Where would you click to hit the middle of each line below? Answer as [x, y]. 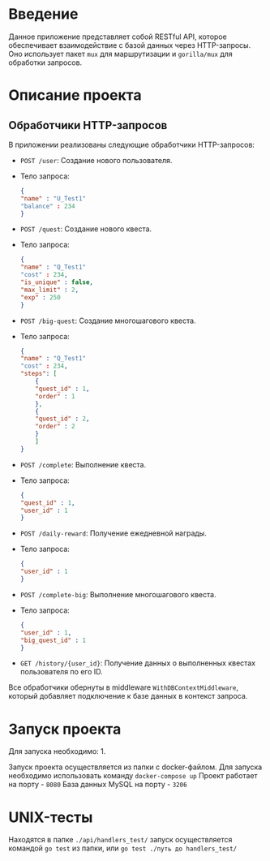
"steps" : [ [39, 374]
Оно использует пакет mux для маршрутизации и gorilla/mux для [120, 54]
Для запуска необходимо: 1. [57, 751]
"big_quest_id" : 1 [53, 640]
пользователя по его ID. [61, 672]
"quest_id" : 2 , [62, 419]
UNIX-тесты [51, 817]
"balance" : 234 [47, 206]
